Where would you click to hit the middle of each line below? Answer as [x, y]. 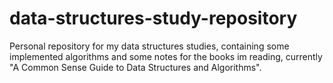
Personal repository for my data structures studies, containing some [149, 46]
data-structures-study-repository [153, 18]
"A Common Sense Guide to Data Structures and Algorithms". [135, 67]
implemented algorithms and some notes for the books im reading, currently [166, 56]
